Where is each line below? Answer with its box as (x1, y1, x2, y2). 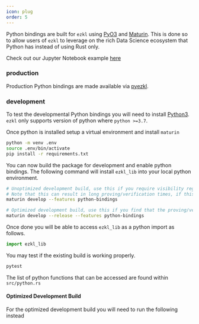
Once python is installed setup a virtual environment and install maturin (6, 128, 179, 136)
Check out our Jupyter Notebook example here (6, 54, 121, 61)
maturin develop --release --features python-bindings (6, 213, 145, 219)
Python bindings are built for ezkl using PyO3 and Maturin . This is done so (6, 30, 188, 37)
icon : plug (6, 8, 33, 15)
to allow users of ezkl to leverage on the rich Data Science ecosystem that (6, 37, 188, 44)
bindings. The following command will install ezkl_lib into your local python (6, 168, 191, 175)
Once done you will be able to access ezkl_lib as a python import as (6, 223, 175, 231)
